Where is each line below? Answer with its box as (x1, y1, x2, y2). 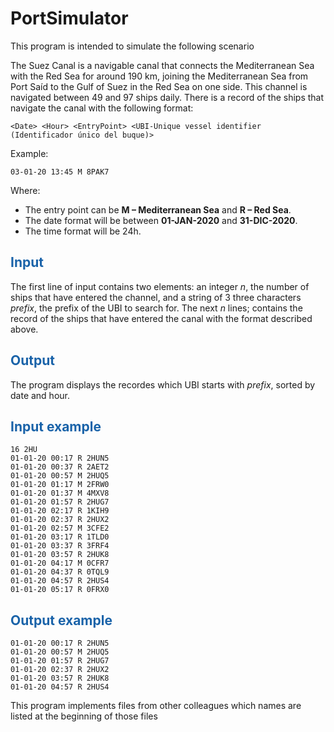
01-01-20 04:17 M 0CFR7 (10, 558, 110, 569)
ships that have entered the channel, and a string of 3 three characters (10, 291, 302, 303)
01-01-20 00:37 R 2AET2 (10, 462, 110, 472)
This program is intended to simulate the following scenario (10, 40, 255, 52)
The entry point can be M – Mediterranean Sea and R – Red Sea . (24, 203, 292, 216)
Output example (10, 612, 113, 629)
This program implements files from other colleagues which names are (10, 700, 302, 712)
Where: (10, 184, 41, 196)
